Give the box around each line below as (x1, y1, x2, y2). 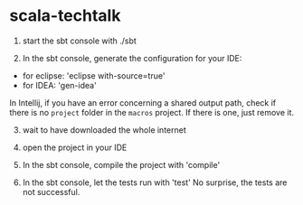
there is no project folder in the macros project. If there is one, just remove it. (9, 107, 295, 117)
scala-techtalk (9, 5, 121, 26)
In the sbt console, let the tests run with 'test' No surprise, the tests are (22, 177, 288, 188)
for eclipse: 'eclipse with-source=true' (22, 70, 166, 81)
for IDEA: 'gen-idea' (22, 79, 97, 90)
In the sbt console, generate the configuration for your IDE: (22, 52, 242, 63)
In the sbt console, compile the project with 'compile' (22, 159, 221, 170)
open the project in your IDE (22, 142, 128, 153)
